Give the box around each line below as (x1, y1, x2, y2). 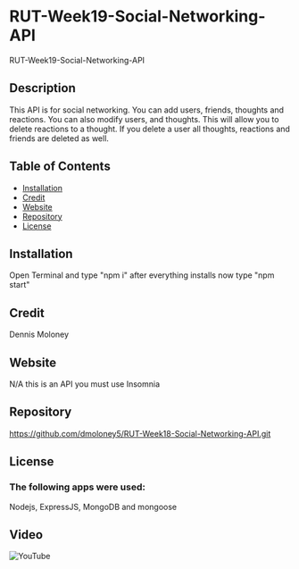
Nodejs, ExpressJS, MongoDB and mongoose (9, 501, 177, 512)
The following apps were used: (9, 481, 145, 493)
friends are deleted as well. (9, 132, 110, 144)
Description (9, 80, 76, 96)
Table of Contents (9, 159, 112, 174)
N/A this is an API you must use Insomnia (9, 379, 161, 389)
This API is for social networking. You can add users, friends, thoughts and (9, 105, 284, 115)
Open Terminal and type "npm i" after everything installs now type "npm (9, 270, 275, 280)
